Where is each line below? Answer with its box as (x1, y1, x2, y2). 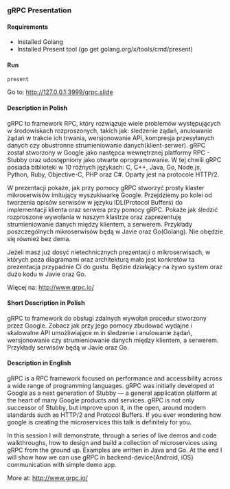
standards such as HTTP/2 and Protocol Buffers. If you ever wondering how (7, 411, 222, 419)
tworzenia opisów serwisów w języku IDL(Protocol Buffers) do (7, 198, 183, 206)
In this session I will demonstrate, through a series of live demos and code (7, 431, 217, 440)
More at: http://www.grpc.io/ (7, 473, 88, 482)
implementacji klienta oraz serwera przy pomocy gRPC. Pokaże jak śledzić (7, 205, 218, 214)
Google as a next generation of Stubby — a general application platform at (7, 389, 218, 397)
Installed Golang (16, 38, 64, 46)
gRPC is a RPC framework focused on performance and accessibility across (7, 374, 222, 383)
